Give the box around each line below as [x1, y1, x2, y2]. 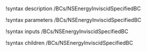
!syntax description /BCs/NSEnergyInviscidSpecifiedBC [5, 5, 141, 12]
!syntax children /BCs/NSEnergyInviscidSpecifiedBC [5, 40, 133, 46]
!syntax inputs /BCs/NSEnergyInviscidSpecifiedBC [5, 28, 129, 35]
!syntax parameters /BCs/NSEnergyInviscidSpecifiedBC [5, 17, 142, 23]
